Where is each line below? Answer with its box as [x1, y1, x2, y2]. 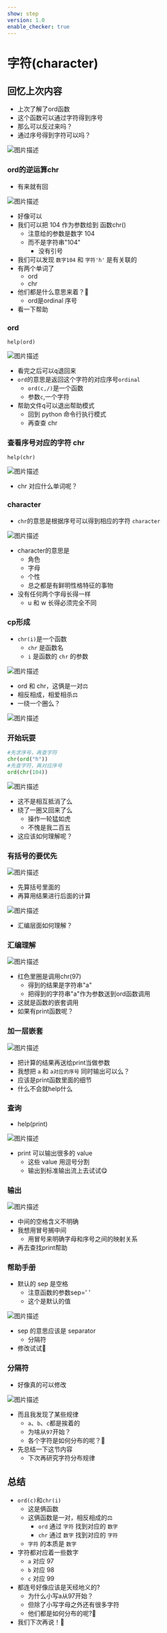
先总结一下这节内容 [17, 1445, 73, 1453]
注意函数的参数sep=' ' [27, 1288, 91, 1297]
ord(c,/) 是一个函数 [27, 384, 83, 392]
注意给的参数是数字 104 [27, 229, 95, 238]
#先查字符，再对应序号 [7, 762, 63, 769]
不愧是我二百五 [27, 823, 71, 831]
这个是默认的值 [27, 1297, 71, 1306]
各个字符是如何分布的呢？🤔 [27, 1436, 106, 1444]
